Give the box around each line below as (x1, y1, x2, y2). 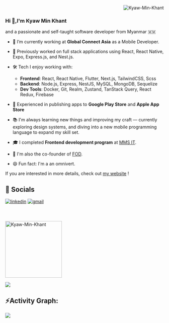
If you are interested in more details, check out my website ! (5, 171, 129, 177)
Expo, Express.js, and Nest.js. (12, 54, 74, 60)
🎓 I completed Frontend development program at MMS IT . (12, 139, 137, 145)
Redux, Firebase (20, 92, 54, 98)
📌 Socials (5, 185, 35, 194)
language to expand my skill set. (12, 129, 79, 135)
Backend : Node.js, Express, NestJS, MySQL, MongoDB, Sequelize (20, 81, 157, 87)
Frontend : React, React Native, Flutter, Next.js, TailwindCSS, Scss (20, 75, 156, 82)
